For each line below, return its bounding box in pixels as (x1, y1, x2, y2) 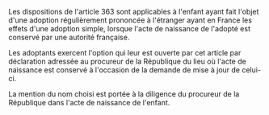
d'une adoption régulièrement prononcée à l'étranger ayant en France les (8, 15, 253, 25)
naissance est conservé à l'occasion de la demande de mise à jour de (8, 65, 241, 75)
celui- (242, 65, 261, 75)
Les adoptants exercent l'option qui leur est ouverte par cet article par (8, 48, 242, 57)
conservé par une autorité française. (8, 32, 130, 42)
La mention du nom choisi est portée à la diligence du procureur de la (8, 89, 240, 99)
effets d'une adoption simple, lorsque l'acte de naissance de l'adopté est (8, 24, 250, 33)
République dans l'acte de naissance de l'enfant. (8, 98, 170, 107)
